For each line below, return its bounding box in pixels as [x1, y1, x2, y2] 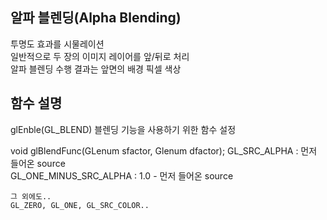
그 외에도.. [10, 191, 52, 202]
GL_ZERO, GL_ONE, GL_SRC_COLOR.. [10, 200, 150, 210]
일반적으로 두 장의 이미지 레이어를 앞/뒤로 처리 [10, 50, 190, 62]
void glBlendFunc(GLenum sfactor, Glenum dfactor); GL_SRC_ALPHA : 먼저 [10, 144, 318, 157]
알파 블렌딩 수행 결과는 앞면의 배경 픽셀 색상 [10, 63, 182, 75]
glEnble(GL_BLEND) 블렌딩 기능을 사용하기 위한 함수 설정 [10, 123, 237, 135]
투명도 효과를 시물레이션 [10, 38, 105, 50]
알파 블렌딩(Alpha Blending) [10, 9, 182, 27]
